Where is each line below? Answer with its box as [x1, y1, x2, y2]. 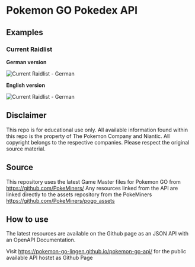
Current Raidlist [6, 45, 53, 54]
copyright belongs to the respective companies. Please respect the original [6, 139, 190, 146]
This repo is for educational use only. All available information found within [6, 126, 188, 133]
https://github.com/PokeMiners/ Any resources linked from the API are [6, 184, 178, 191]
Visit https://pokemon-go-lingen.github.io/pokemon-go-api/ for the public [6, 248, 187, 255]
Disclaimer [6, 111, 47, 121]
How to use [6, 214, 49, 224]
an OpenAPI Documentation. [6, 236, 76, 244]
